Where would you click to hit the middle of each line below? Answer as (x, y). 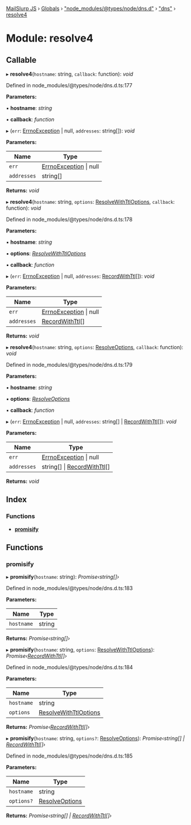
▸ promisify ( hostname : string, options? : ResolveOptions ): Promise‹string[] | (95, 738)
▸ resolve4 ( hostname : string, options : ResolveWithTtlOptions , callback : (91, 202)
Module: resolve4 (50, 38)
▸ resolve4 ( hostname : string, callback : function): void (70, 74)
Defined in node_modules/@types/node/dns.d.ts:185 (70, 756)
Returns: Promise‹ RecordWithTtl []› (48, 727)
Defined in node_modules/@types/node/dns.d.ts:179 (69, 365)
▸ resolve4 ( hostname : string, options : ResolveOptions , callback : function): (95, 347)
